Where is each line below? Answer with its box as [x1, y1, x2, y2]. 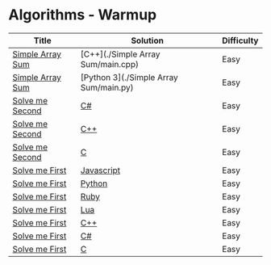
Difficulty [221, 35, 259, 46]
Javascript [80, 164, 121, 175]
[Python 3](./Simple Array [80, 71, 179, 82]
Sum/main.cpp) [80, 58, 140, 69]
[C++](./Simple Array [80, 48, 161, 60]
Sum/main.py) [80, 82, 134, 93]
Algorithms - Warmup [8, 6, 157, 24]
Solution [131, 35, 164, 46]
